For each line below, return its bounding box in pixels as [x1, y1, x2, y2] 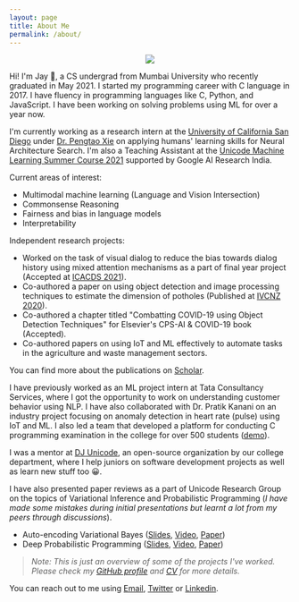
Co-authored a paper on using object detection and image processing [21, 281, 279, 292]
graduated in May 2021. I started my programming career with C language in [9, 81, 290, 91]
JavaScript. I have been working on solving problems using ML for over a [9, 99, 278, 110]
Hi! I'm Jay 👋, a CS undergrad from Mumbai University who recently [9, 71, 259, 81]
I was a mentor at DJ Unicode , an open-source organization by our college [9, 447, 284, 458]
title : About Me [9, 21, 70, 30]
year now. [9, 109, 46, 120]
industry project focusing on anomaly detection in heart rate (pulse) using [9, 411, 280, 421]
